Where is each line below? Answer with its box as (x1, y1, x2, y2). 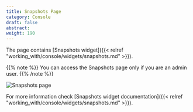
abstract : (6, 25, 30, 31)
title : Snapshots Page (6, 8, 61, 15)
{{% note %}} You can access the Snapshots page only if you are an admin (6, 64, 187, 71)
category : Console (6, 14, 51, 20)
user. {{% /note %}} (6, 70, 54, 77)
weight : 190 (6, 30, 35, 36)
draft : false (6, 19, 38, 25)
